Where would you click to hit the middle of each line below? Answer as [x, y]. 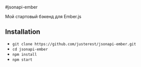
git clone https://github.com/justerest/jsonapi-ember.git [74, 44]
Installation [23, 32]
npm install [24, 54]
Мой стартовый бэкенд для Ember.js [43, 16]
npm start [22, 60]
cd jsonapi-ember [30, 49]
